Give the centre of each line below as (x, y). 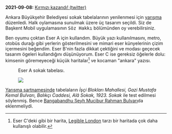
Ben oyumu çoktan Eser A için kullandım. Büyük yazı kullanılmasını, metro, (83, 38)
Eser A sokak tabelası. (41, 70)
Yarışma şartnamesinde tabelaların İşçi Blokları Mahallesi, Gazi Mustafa (81, 90)
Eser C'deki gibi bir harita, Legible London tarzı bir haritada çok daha (85, 120)
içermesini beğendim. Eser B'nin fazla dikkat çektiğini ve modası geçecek (83, 49)
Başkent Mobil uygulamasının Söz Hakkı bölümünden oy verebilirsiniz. (81, 28)
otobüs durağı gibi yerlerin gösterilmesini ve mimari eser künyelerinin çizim (84, 43)
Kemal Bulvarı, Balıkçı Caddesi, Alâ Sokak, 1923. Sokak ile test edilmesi (81, 95)
